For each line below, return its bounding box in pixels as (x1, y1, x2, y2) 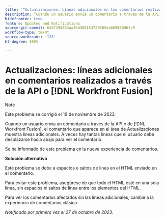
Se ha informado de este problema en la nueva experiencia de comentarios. (5, 146, 159, 152)
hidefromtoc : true (5, 16, 43, 21)
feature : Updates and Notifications (5, 21, 80, 26)
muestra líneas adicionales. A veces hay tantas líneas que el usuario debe (5, 131, 155, 137)
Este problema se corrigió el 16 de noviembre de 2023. (5, 111, 116, 117)
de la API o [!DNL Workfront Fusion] (5, 85, 153, 96)
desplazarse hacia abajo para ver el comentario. (5, 136, 103, 142)
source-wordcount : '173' (5, 35, 56, 40)
